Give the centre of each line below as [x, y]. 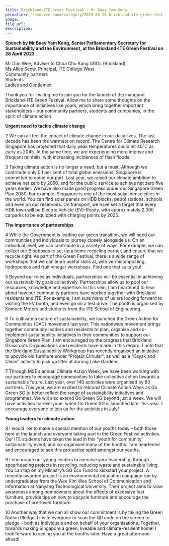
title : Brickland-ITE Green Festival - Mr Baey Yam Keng [66, 10]
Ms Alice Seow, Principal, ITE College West [50, 69]
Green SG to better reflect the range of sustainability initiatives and [74, 393]
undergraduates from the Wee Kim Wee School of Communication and [78, 481]
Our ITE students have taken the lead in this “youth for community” [74, 439]
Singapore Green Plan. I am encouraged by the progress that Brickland [78, 340]
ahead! [12, 539]
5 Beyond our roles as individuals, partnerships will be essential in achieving [84, 277]
